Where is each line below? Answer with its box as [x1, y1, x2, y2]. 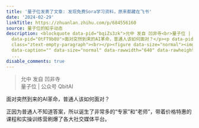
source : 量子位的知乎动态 [6, 25, 63, 31]
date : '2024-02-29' [6, 14, 54, 20]
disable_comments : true [6, 58, 65, 64]
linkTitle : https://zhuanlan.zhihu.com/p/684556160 [6, 20, 136, 25]
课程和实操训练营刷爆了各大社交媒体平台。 [6, 115, 110, 122]
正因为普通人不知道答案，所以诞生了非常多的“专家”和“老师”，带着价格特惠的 [6, 108, 192, 115]
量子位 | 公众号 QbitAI [20, 82, 73, 89]
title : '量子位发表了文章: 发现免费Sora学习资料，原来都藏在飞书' [6, 8, 152, 15]
